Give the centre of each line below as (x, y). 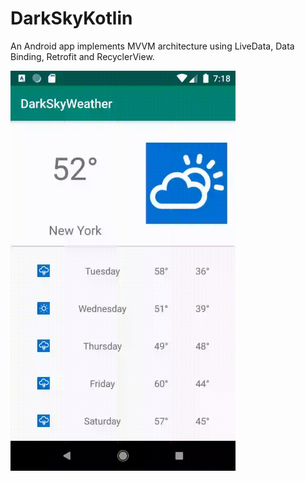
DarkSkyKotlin (71, 18)
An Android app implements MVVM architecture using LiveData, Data (152, 46)
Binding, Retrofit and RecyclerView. (82, 56)
